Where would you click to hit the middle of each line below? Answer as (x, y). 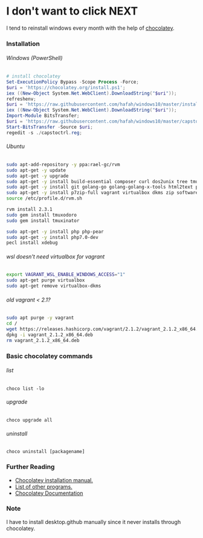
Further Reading (31, 467)
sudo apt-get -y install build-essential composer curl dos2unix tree (97, 181)
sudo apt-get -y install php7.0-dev (52, 237)
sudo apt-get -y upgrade (37, 176)
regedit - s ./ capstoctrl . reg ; (44, 133)
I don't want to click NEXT (72, 11)
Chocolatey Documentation (49, 493)
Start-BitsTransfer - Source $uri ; (50, 127)
